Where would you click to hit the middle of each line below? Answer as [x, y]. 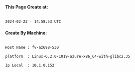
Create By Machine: [26, 33]
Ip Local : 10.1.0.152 [30, 66]
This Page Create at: [27, 7]
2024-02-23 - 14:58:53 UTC [33, 22]
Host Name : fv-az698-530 [32, 48]
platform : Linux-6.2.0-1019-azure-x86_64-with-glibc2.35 [68, 57]
